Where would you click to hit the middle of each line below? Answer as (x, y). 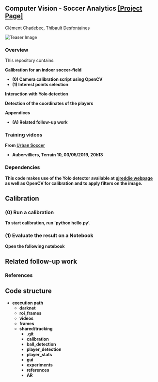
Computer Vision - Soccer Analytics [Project (74, 9)
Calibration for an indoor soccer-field (43, 70)
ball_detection (41, 344)
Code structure (28, 291)
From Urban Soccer (25, 146)
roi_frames (31, 313)
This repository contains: (30, 60)
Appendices (18, 113)
